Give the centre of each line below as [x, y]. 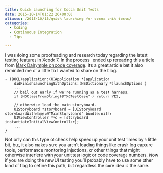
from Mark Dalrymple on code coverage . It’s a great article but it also [74, 65]
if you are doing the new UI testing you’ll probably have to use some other [79, 160]
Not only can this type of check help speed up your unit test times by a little [81, 139]
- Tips [16, 37]
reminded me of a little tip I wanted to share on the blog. [61, 70]
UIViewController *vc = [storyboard [51, 117]
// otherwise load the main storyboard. [55, 105]
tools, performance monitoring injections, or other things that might [72, 150]
